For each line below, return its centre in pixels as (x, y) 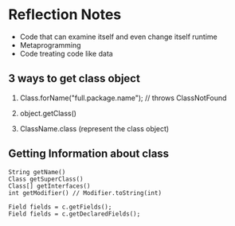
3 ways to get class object (74, 78)
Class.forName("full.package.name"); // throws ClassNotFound (123, 98)
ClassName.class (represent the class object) (94, 128)
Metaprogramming (50, 45)
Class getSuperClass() (46, 179)
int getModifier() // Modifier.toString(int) (85, 193)
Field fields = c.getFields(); (60, 207)
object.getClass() (48, 113)
